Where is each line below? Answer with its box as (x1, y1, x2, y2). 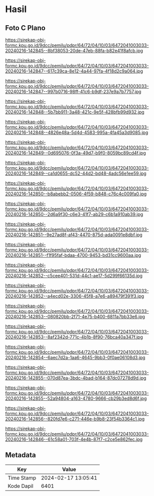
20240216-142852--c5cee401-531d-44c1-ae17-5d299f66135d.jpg (5, 273, 143, 278)
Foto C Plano (5, 24, 46, 32)
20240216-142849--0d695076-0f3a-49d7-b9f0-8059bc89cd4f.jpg (5, 150, 146, 156)
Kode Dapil (8, 482, 34, 489)
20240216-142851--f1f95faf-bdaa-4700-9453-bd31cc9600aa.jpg (5, 252, 141, 258)
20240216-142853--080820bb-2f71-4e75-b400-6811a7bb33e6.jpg (5, 314, 145, 319)
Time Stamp (8, 474, 37, 481)
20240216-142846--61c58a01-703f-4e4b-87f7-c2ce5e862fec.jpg (5, 437, 143, 442)
